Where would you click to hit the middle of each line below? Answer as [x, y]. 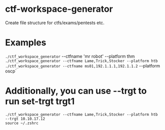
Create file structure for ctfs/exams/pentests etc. [55, 23]
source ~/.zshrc [22, 123]
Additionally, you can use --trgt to [76, 91]
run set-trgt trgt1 [40, 101]
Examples [26, 43]
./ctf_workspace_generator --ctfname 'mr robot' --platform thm [70, 56]
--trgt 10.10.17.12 [25, 119]
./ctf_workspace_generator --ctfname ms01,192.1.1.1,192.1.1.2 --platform [83, 65]
